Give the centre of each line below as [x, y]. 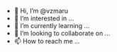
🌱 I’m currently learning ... [52, 26]
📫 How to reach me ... [47, 41]
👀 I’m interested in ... [44, 18]
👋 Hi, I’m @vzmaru [41, 11]
